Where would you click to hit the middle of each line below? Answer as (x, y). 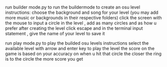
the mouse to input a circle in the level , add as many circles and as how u (81, 23)
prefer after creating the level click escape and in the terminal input (74, 28)
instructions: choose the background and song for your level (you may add (82, 12)
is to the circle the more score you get (44, 59)
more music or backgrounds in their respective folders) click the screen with (83, 18)
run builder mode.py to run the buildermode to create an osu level (73, 7)
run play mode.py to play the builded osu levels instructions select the (77, 43)
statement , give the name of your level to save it (55, 33)
